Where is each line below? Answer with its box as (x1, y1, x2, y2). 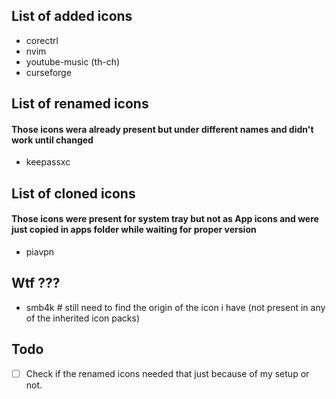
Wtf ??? (11, 275, 61, 292)
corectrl (25, 34, 59, 46)
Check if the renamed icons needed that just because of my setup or (25, 367, 310, 379)
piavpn (25, 246, 55, 258)
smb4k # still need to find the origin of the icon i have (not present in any (25, 301, 326, 313)
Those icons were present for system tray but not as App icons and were (11, 213, 319, 225)
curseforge (25, 66, 72, 78)
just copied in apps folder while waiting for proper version (11, 224, 257, 236)
